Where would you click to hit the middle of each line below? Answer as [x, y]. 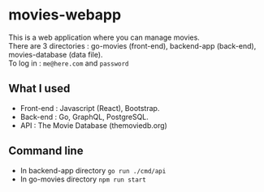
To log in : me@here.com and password [69, 63]
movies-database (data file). [56, 54]
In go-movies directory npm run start [83, 179]
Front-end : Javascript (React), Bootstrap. [90, 108]
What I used [39, 89]
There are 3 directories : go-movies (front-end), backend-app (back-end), [132, 45]
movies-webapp [65, 15]
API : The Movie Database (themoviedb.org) [94, 125]
